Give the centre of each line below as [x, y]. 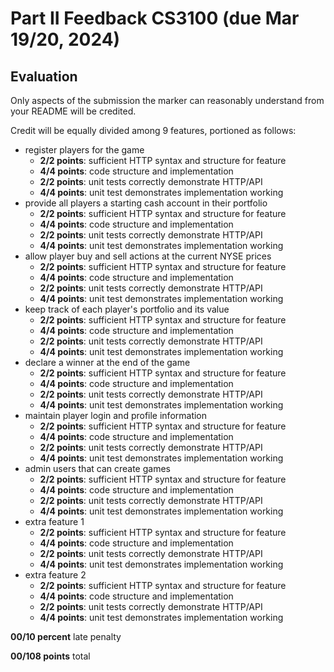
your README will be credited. [73, 111]
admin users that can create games [97, 468]
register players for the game [84, 150]
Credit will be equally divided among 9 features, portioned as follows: [153, 130]
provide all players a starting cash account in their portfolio [146, 203]
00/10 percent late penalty [66, 636]
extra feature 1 [54, 521]
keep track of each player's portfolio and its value [127, 309]
